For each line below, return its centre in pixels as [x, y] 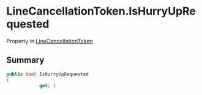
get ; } [47, 86]
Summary [25, 60]
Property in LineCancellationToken [50, 41]
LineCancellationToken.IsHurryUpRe [101, 11]
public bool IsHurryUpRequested [47, 74]
